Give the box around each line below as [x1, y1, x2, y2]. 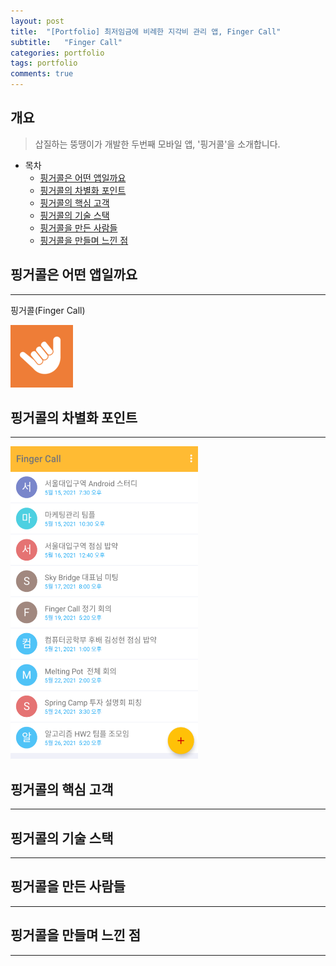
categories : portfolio [10, 48, 105, 58]
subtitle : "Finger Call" [10, 37, 123, 47]
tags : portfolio [10, 58, 78, 69]
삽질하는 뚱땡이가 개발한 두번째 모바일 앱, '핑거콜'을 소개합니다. [34, 138, 281, 150]
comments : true [10, 69, 74, 79]
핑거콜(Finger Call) [10, 304, 86, 316]
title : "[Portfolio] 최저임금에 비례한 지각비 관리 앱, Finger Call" [10, 26, 282, 37]
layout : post [10, 16, 65, 26]
